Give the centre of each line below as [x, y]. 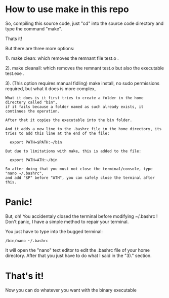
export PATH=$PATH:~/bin [36, 142]
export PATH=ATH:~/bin [34, 160]
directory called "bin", [31, 102]
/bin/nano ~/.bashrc [27, 241]
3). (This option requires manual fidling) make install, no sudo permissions [82, 83]
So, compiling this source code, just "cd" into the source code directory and [84, 23]
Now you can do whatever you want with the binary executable [71, 290]
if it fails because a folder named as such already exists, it [74, 107]
